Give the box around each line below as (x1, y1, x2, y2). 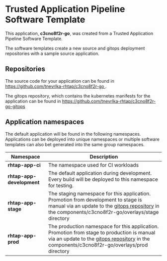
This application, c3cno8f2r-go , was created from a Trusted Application (5, 30, 153, 36)
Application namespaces (5, 118, 84, 126)
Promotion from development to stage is (48, 196, 142, 203)
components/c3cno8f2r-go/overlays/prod (48, 241, 148, 248)
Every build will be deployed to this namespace (48, 176, 158, 183)
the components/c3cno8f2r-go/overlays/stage (48, 209, 159, 215)
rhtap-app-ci (7, 161, 41, 168)
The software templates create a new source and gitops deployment (5, 45, 145, 51)
